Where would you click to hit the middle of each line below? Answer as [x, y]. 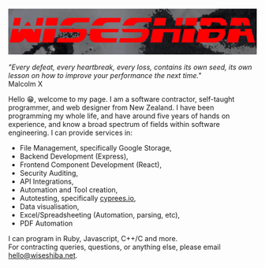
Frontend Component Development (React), [90, 165]
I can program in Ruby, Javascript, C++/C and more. [93, 239]
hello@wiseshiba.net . [43, 255]
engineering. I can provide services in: [70, 133]
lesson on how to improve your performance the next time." [105, 76]
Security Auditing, [49, 173]
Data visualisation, [49, 207]
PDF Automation [46, 223]
